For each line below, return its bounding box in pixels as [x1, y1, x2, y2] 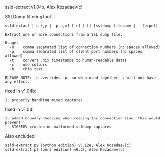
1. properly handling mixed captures [5, 98, 83, 103]
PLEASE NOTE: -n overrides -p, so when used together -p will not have [5, 75, 156, 80]
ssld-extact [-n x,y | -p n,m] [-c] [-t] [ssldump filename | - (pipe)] [5, 23, 158, 28]
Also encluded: [5, 133, 36, 139]
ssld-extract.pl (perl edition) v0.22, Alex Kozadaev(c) [5, 147, 125, 152]
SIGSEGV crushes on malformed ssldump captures [11, 124, 112, 129]
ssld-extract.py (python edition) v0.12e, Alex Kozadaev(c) [5, 143, 132, 148]
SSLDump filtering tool [5, 14, 51, 19]
